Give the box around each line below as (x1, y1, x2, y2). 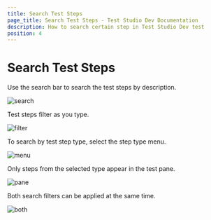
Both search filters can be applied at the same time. (7, 192, 156, 200)
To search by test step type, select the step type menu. (7, 137, 166, 146)
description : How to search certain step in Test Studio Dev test (7, 23, 205, 30)
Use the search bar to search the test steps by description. (7, 83, 177, 92)
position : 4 (7, 29, 42, 37)
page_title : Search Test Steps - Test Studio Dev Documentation (7, 17, 198, 24)
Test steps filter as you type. (7, 110, 89, 119)
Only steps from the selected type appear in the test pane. (7, 165, 176, 173)
